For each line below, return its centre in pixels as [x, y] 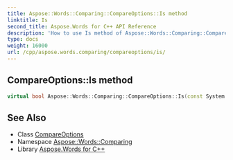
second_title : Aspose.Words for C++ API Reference [82, 26]
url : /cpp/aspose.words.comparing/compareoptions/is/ [87, 53]
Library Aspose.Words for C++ [61, 149]
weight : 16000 [28, 46]
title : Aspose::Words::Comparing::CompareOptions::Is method [97, 14]
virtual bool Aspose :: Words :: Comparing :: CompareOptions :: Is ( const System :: [119, 96]
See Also [27, 117]
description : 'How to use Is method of [65, 33]
